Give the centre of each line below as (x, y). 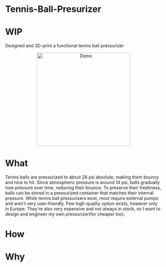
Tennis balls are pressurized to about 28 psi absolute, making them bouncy (82, 177)
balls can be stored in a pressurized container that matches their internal (80, 193)
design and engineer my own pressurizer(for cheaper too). (65, 214)
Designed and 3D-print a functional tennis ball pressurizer (65, 46)
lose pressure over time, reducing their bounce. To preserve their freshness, (83, 188)
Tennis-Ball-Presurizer (53, 9)
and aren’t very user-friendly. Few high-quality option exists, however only (81, 204)
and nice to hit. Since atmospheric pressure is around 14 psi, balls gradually (83, 182)
